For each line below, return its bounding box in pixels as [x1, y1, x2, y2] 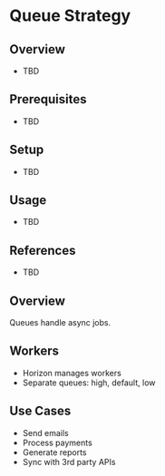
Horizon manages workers [22, 367, 122, 378]
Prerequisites [9, 92, 87, 107]
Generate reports [22, 446, 88, 458]
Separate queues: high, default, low [22, 377, 156, 388]
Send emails [22, 427, 70, 438]
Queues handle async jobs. [9, 317, 112, 328]
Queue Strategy [9, 5, 131, 26]
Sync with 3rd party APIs [22, 456, 116, 467]
